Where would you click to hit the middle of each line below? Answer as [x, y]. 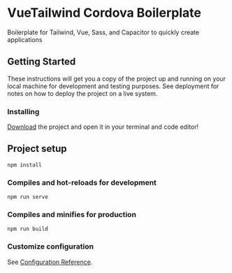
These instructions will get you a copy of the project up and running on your [116, 78]
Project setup [37, 149]
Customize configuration [51, 246]
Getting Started [42, 62]
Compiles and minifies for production [72, 215]
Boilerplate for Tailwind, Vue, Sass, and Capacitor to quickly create [103, 32]
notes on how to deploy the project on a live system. [82, 93]
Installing [23, 111]
